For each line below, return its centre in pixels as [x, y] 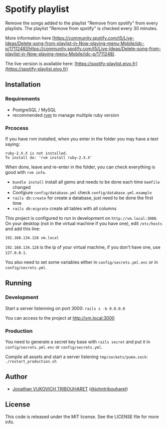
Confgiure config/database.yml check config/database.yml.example [82, 192]
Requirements [23, 99]
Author [16, 377]
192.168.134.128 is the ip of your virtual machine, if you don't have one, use [83, 247]
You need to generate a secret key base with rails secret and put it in [78, 342]
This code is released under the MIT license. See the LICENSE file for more [82, 417]
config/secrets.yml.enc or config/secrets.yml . [54, 347]
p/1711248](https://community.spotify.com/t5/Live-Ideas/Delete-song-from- [83, 48]
